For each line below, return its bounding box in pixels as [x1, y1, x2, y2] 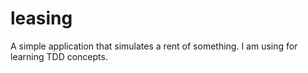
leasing [10, 7, 73, 30]
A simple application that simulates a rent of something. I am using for [10, 40, 298, 52]
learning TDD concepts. [10, 50, 108, 62]
